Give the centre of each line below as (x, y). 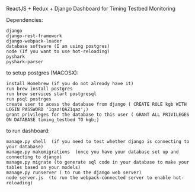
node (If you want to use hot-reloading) (58, 51)
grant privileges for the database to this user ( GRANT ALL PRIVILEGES (98, 115)
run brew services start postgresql (51, 94)
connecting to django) (34, 157)
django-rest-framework (34, 36)
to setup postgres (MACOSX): (42, 73)
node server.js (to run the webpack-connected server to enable (88, 178)
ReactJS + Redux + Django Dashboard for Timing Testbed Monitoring (91, 9)
